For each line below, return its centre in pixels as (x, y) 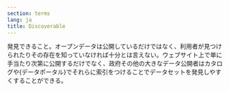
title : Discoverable (37, 26)
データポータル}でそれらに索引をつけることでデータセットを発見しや (119, 72)
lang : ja (19, 20)
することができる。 (40, 81)
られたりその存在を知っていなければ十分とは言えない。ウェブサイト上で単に (115, 55)
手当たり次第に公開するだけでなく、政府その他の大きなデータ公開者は (106, 64)
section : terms (29, 13)
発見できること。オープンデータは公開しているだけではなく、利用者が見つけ (114, 47)
